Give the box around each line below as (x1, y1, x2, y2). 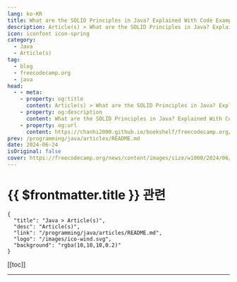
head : (7, 82, 23, 90)
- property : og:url (20, 121, 78, 129)
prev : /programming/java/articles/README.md (7, 135, 140, 142)
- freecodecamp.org (13, 69, 71, 76)
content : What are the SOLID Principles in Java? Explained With (25, 115, 222, 122)
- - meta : (13, 89, 42, 96)
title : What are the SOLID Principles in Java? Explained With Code (7, 17, 213, 24)
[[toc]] (7, 260, 26, 269)
